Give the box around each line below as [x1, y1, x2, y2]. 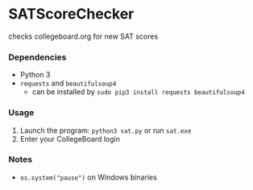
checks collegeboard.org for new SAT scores [8, 31, 159, 41]
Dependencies [8, 52, 67, 63]
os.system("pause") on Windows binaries [19, 172, 157, 182]
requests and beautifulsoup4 [19, 78, 117, 89]
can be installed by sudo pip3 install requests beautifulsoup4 [31, 87, 246, 97]
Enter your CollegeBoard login [19, 134, 121, 143]
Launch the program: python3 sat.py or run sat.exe [19, 126, 192, 135]
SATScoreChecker [8, 5, 135, 23]
